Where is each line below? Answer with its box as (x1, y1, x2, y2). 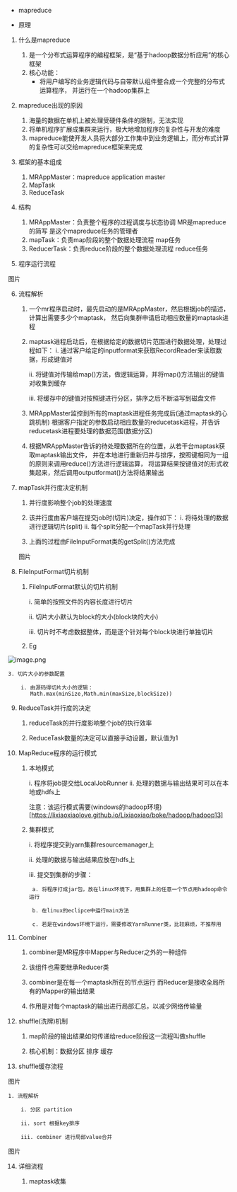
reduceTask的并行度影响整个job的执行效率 (28, 718, 152, 727)
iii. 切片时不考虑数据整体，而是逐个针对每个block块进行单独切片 (28, 628, 214, 636)
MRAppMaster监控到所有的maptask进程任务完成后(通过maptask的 (28, 409, 221, 417)
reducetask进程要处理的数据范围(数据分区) (28, 427, 153, 435)
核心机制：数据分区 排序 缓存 (28, 1047, 114, 1055)
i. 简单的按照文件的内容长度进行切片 (28, 597, 133, 606)
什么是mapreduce (18, 35, 71, 44)
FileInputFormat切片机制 (18, 568, 89, 575)
